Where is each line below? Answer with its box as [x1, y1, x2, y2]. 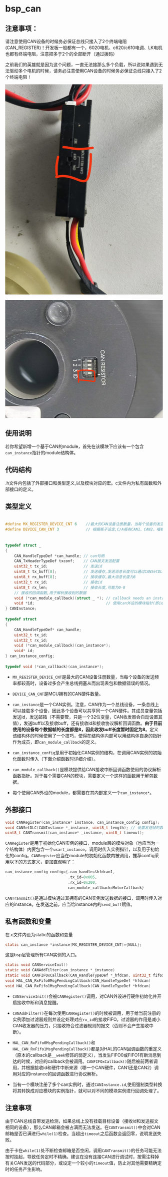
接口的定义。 [9, 486, 36, 492]
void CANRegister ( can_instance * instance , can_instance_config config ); [5, 820, 160, 825]
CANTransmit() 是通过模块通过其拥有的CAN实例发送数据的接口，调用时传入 [5, 895, 158, 901]
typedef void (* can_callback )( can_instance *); [5, 664, 104, 669]
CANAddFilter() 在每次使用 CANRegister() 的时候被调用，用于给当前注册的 [12, 1010, 161, 1016]
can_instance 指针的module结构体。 [5, 449, 78, 455]
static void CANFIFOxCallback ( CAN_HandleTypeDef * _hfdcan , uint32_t [5, 973, 151, 978]
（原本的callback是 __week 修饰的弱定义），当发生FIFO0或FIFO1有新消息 [12, 1052, 157, 1058]
